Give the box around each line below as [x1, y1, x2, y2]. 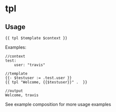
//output [5, 88, 23, 93]
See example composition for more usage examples [5, 102, 112, 107]
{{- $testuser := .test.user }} [5, 75, 72, 80]
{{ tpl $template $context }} [5, 36, 68, 40]
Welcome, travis [5, 93, 39, 98]
